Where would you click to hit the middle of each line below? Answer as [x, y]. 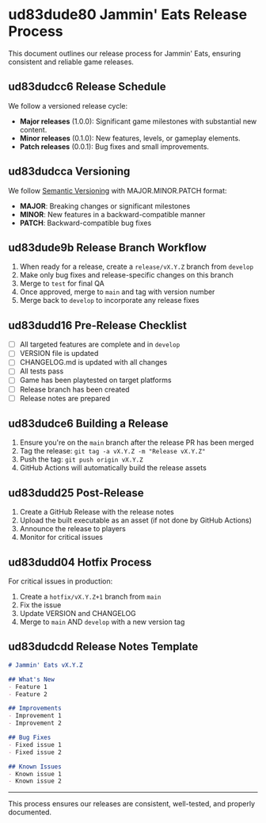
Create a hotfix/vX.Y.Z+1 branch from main [90, 597]
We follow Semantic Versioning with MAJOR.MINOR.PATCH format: [118, 190]
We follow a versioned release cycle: [68, 105]
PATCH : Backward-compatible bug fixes [85, 223]
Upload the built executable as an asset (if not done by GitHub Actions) [135, 520]
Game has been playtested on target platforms [95, 380]
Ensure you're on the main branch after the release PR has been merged [137, 442]
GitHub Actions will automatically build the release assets [113, 468]
